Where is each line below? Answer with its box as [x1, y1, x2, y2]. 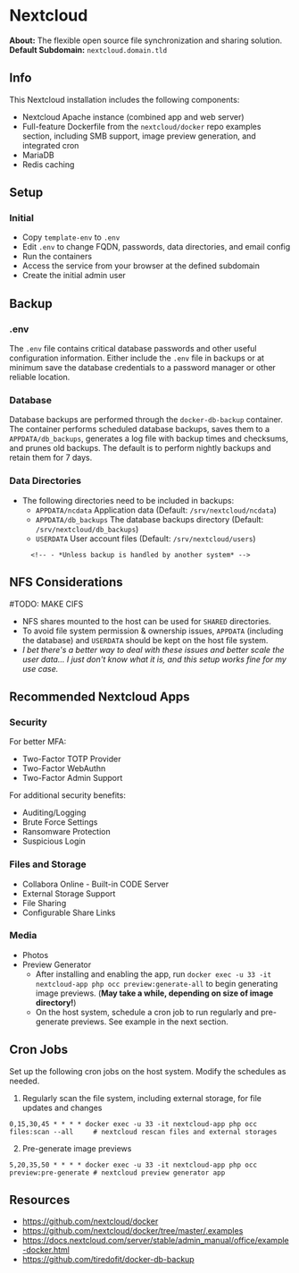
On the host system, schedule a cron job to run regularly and [35, 1006, 259, 1017]
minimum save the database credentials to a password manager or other [9, 362, 277, 373]
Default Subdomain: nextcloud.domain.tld [9, 44, 168, 55]
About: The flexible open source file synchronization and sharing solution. [9, 35, 283, 46]
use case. [21, 663, 59, 674]
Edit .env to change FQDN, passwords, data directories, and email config [21, 242, 291, 252]
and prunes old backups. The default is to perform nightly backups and [9, 443, 271, 454]
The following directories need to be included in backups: [21, 495, 235, 505]
